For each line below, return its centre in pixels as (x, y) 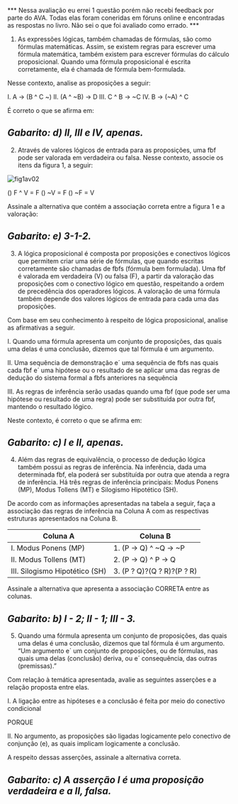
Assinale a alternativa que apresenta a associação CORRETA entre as (108, 589)
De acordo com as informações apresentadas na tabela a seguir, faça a (112, 504)
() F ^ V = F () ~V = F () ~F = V (51, 192)
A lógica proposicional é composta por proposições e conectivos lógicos (124, 253)
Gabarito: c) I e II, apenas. (66, 443)
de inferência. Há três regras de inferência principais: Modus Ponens (118, 482)
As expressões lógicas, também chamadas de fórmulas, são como (114, 39)
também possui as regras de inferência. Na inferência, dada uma (112, 467)
